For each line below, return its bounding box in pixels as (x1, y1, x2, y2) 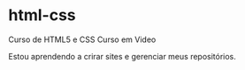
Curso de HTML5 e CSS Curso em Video (8, 34, 157, 45)
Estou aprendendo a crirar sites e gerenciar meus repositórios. (8, 51, 236, 61)
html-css (8, 5, 76, 25)
